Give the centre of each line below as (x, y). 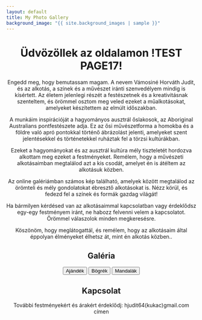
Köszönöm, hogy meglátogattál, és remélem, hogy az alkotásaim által (101, 230)
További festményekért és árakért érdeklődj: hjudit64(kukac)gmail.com (101, 305)
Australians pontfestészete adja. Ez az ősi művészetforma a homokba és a (101, 126)
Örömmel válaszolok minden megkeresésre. (101, 219)
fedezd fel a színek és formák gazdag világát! (101, 194)
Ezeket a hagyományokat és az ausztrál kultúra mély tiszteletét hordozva (101, 151)
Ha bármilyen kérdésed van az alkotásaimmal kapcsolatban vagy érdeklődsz (101, 206)
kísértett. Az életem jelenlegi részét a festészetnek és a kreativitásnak (101, 95)
